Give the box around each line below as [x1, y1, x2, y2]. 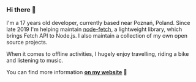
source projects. [6, 39, 48, 46]
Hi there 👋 [6, 5, 37, 14]
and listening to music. [6, 57, 64, 64]
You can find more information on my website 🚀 [6, 69, 127, 76]
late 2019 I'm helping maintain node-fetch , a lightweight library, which [6, 26, 183, 33]
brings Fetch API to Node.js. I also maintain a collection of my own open [6, 32, 188, 39]
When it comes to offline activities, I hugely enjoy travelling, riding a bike [6, 50, 189, 58]
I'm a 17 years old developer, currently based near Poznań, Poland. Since [6, 19, 190, 27]
